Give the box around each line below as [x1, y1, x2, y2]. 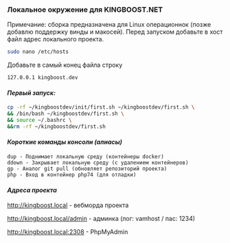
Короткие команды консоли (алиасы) [7, 138, 122, 146]
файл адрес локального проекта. [7, 35, 104, 43]
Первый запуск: [7, 88, 56, 97]
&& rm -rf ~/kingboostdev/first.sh [7, 123, 106, 130]
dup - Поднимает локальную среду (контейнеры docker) [7, 154, 165, 160]
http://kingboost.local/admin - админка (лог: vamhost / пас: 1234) [7, 215, 196, 223]
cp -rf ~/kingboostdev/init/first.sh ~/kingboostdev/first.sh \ [7, 104, 195, 111]
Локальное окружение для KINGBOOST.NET [7, 5, 163, 14]
